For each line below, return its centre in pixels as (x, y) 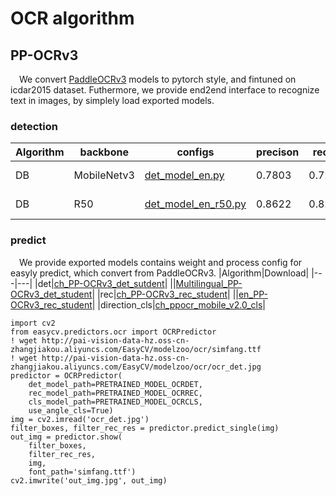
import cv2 (33, 323)
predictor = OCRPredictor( (66, 375)
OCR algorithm (72, 18)
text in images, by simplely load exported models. (112, 100)
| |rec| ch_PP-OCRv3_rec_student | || (165, 294)
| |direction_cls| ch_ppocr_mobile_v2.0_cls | (178, 304)
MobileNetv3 (104, 175)
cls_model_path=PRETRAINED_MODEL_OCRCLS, (115, 402)
